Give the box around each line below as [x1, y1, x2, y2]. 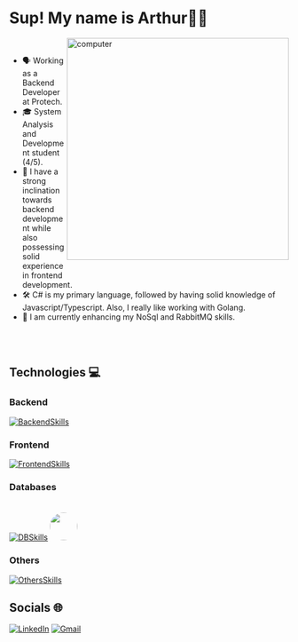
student [31, 147, 60, 158]
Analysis [21, 119, 54, 130]
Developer [21, 86, 60, 97]
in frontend [21, 270, 63, 281]
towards [21, 194, 52, 205]
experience [21, 260, 64, 271]
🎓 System [21, 106, 62, 116]
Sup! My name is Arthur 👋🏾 [9, 8, 208, 28]
